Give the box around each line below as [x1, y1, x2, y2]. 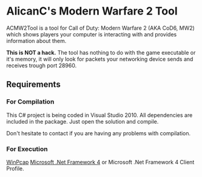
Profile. [6, 165, 24, 172]
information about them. [6, 37, 67, 44]
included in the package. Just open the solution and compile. [6, 118, 159, 125]
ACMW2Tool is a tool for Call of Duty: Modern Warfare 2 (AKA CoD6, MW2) [6, 24, 195, 32]
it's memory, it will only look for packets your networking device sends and [6, 55, 194, 62]
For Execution [6, 144, 48, 153]
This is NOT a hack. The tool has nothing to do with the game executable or [6, 48, 196, 56]
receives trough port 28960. [6, 62, 77, 69]
